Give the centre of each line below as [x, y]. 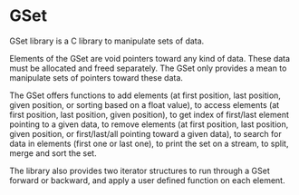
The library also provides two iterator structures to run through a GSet [140, 171]
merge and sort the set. [53, 153]
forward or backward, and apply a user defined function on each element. [147, 180]
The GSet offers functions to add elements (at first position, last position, [145, 95]
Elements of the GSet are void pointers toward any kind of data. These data [150, 58]
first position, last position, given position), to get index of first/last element [149, 114]
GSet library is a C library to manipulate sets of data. [107, 41]
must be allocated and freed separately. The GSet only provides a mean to [148, 68]
